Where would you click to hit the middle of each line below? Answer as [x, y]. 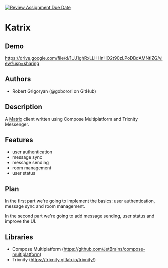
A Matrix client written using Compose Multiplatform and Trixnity [72, 119]
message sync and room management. [45, 206]
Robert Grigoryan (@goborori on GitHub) [54, 91]
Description [24, 107]
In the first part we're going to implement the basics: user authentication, [80, 201]
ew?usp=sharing [22, 63]
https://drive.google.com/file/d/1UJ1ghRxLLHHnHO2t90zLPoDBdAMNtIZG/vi [84, 58]
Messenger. [17, 124]
